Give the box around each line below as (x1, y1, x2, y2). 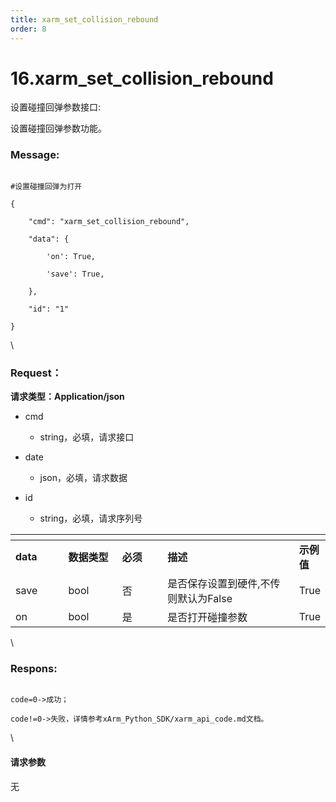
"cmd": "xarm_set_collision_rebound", (28, 216, 190, 226)
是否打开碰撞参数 (167, 611, 248, 625)
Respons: (10, 661, 58, 675)
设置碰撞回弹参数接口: (10, 101, 102, 113)
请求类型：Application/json (10, 391, 125, 403)
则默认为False (167, 592, 233, 606)
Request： (10, 366, 63, 380)
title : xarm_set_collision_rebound (10, 14, 159, 25)
